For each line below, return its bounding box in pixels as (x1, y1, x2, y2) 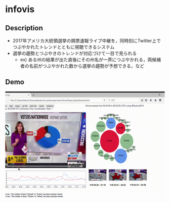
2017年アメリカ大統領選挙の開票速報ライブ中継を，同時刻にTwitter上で (12, 38, 161, 43)
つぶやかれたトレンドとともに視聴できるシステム (12, 44, 115, 50)
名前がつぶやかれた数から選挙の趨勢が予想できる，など (29, 63, 145, 69)
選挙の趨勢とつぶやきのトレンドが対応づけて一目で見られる (12, 50, 137, 56)
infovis (5, 4, 35, 15)
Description (5, 24, 43, 32)
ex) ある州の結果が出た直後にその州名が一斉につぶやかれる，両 (20, 57, 152, 63)
